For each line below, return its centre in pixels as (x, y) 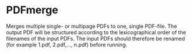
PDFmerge (32, 10)
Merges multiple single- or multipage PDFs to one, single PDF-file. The (92, 26)
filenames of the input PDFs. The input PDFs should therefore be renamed (96, 38)
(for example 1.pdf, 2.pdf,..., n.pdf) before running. (67, 45)
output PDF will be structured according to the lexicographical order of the (96, 32)
